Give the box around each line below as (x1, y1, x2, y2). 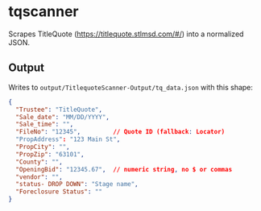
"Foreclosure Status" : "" (15, 188, 103, 196)
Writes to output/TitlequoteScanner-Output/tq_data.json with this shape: (8, 82, 254, 92)
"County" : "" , (15, 158, 63, 166)
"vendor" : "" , (15, 172, 63, 181)
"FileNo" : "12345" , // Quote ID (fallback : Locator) (15, 128, 226, 136)
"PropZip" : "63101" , (15, 150, 85, 159)
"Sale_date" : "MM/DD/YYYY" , (15, 113, 110, 121)
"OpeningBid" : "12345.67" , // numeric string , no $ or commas (15, 165, 233, 173)
